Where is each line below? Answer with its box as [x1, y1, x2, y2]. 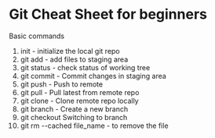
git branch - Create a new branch [20, 104, 129, 114]
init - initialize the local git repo [20, 46, 120, 55]
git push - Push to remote [20, 80, 104, 89]
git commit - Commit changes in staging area [20, 71, 167, 80]
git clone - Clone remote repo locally [20, 96, 140, 105]
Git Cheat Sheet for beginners [9, 5, 207, 23]
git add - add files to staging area [20, 55, 129, 64]
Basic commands [9, 31, 65, 41]
